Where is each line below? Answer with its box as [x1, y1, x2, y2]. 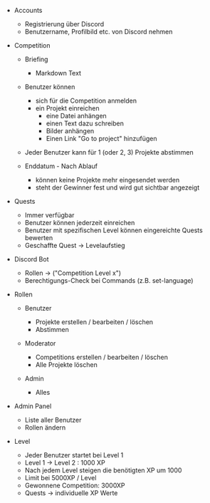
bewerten [24, 234, 53, 242]
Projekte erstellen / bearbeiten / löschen [35, 318, 154, 326]
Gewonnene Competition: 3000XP [24, 481, 125, 489]
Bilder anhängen [46, 127, 95, 135]
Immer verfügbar [24, 211, 75, 219]
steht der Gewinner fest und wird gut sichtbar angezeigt [35, 183, 200, 192]
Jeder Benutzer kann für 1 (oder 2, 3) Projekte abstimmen [24, 148, 194, 156]
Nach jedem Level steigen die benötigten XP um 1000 [24, 466, 182, 475]
